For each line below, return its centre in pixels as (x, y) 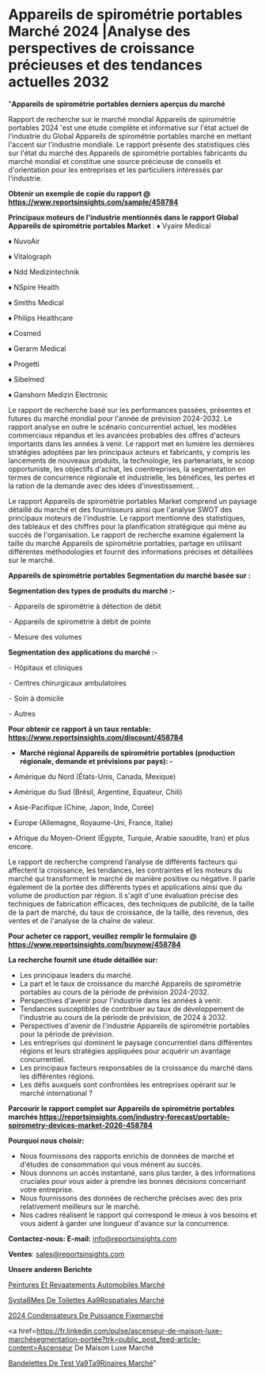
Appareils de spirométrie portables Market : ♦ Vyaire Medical (110, 225)
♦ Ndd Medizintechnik (44, 272)
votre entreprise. (47, 1190)
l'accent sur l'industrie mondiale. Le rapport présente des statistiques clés (129, 144)
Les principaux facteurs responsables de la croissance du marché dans (136, 1068)
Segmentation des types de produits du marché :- (92, 590)
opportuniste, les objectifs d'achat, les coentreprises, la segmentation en (127, 468)
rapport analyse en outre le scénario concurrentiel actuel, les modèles (123, 426)
